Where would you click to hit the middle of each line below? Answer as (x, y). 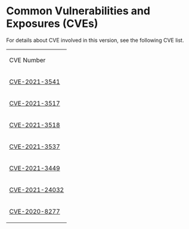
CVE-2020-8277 (35, 211)
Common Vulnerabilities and (78, 11)
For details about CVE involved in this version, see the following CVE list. (95, 40)
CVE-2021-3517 (35, 103)
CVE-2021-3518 (35, 125)
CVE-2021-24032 (37, 190)
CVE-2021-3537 (35, 146)
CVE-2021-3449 (35, 168)
